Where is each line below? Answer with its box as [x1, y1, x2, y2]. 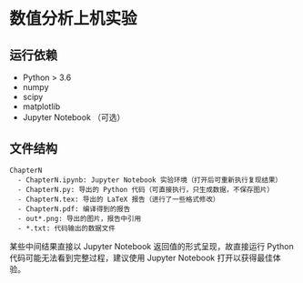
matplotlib [22, 101, 61, 112]
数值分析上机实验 [9, 8, 138, 29]
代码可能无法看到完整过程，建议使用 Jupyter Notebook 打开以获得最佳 [9, 252, 273, 263]
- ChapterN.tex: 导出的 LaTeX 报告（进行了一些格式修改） [17, 195, 220, 204]
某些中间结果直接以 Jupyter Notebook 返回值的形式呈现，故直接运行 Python [9, 240, 294, 251]
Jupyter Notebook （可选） [22, 112, 126, 123]
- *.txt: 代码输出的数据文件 [17, 224, 116, 233]
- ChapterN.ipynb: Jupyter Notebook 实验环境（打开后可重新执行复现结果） [17, 175, 282, 185]
